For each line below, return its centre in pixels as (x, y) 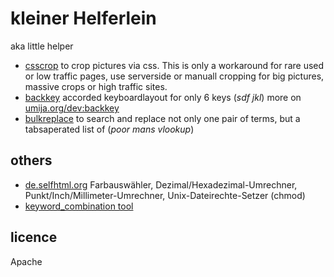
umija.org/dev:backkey (72, 108)
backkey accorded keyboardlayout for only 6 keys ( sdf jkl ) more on (163, 97)
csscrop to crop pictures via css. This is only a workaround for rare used (174, 65)
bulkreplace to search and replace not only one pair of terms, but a (162, 118)
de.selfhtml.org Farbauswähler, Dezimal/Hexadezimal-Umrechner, (161, 184)
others (31, 160)
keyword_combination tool (79, 206)
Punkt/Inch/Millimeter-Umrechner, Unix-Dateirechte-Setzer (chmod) (165, 195)
